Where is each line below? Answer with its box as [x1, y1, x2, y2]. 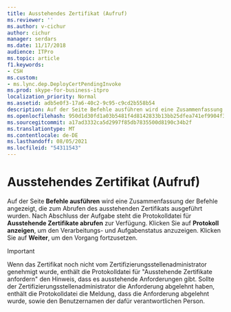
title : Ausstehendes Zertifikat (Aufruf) [7, 10, 128, 17]
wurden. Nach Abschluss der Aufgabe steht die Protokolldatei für [7, 211, 192, 220]
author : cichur [7, 29, 51, 37]
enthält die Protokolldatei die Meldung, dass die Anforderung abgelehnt [7, 289, 210, 298]
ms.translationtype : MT [7, 125, 76, 132]
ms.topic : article [7, 55, 60, 62]
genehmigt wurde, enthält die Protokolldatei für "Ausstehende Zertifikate [7, 267, 213, 275]
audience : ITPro [7, 49, 54, 56]
